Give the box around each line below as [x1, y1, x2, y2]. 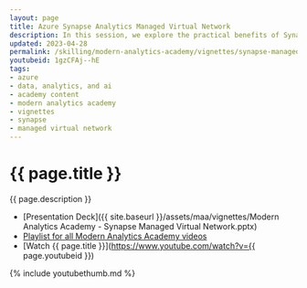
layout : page [9, 13, 59, 23]
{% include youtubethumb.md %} [9, 267, 136, 279]
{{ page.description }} [9, 193, 92, 204]
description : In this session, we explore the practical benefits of [9, 30, 281, 39]
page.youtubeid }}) [22, 250, 94, 261]
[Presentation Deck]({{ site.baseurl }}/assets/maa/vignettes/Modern [22, 211, 280, 222]
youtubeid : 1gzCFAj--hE [9, 56, 101, 65]
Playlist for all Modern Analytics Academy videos [22, 230, 207, 241]
